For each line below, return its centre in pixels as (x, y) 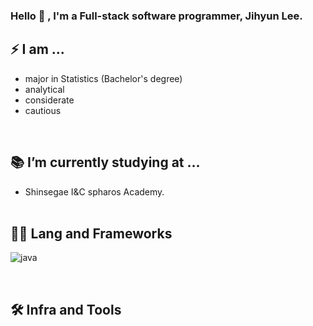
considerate (49, 100)
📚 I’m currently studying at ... (105, 162)
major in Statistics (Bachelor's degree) (103, 78)
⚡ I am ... (37, 49)
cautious (43, 110)
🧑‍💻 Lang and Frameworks (91, 233)
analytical (44, 89)
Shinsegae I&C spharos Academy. (94, 191)
